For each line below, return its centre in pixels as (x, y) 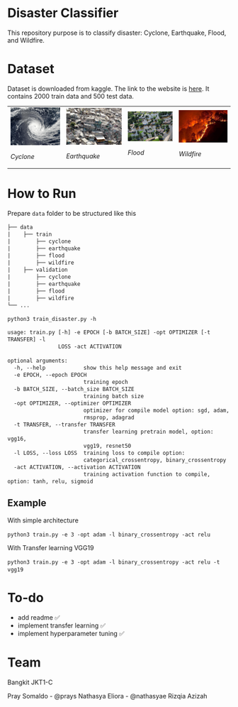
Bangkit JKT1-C (30, 682)
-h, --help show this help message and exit (98, 368)
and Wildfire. (26, 40)
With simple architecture (43, 520)
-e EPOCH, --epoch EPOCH (50, 375)
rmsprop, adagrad (109, 417)
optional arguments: (38, 361)
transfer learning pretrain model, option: (148, 432)
